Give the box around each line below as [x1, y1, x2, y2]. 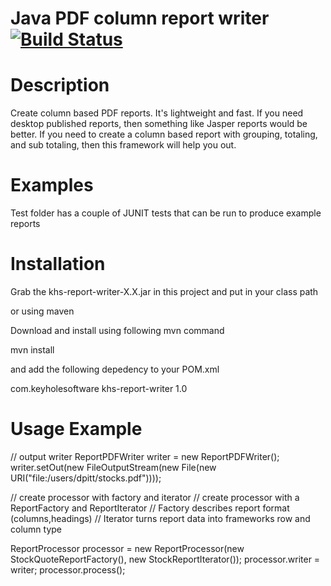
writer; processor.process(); [10, 563, 126, 576]
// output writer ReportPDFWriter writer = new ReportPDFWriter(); [10, 450, 280, 462]
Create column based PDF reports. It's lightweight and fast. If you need [10, 107, 304, 119]
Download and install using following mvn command [10, 325, 225, 336]
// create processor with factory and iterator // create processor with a [10, 491, 300, 503]
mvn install [10, 344, 55, 356]
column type [10, 523, 62, 535]
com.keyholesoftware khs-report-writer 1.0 [10, 383, 188, 394]
